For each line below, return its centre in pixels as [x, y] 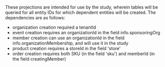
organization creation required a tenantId [54, 27]
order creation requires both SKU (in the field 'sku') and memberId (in [83, 54]
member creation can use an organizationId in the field [68, 38]
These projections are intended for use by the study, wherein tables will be [82, 7]
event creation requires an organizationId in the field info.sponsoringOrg [86, 33]
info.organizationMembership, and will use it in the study [70, 43]
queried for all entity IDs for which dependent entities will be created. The [81, 12]
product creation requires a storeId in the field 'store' [66, 48]
